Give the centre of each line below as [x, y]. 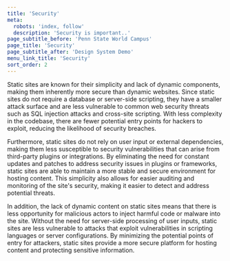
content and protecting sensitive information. [71, 250]
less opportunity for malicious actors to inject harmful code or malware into [114, 213]
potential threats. [31, 193]
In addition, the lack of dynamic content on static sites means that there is [112, 206]
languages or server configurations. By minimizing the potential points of [110, 236]
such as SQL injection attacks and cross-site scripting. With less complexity [115, 114]
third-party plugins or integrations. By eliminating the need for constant [108, 156]
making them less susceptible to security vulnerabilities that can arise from [114, 149]
